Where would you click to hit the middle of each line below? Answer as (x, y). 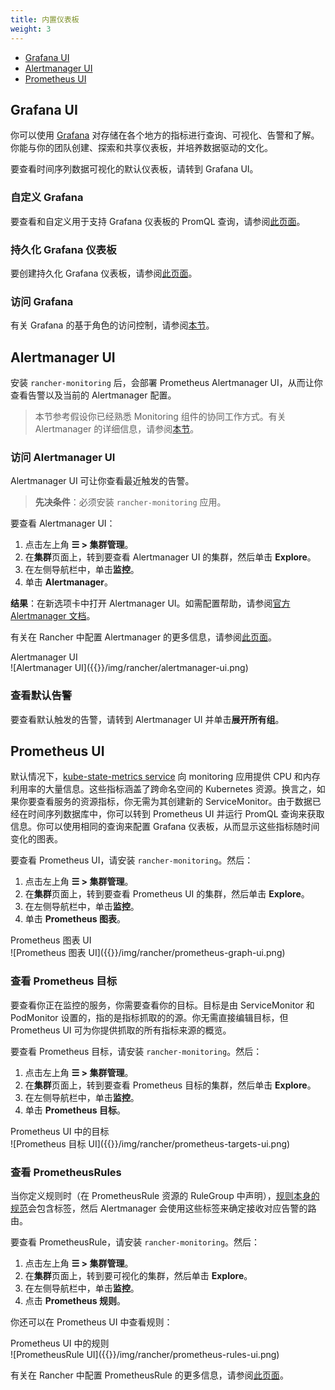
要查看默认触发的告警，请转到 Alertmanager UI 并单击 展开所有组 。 (147, 719)
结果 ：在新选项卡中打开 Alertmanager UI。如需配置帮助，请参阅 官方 (150, 603)
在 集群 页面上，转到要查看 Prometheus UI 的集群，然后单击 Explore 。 (167, 894)
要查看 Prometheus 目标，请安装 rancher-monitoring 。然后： (136, 1051)
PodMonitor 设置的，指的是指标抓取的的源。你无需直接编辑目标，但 (149, 1017)
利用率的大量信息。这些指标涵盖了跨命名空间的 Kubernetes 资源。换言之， (163, 789)
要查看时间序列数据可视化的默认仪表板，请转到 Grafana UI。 (134, 169)
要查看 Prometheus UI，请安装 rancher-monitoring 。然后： (132, 860)
